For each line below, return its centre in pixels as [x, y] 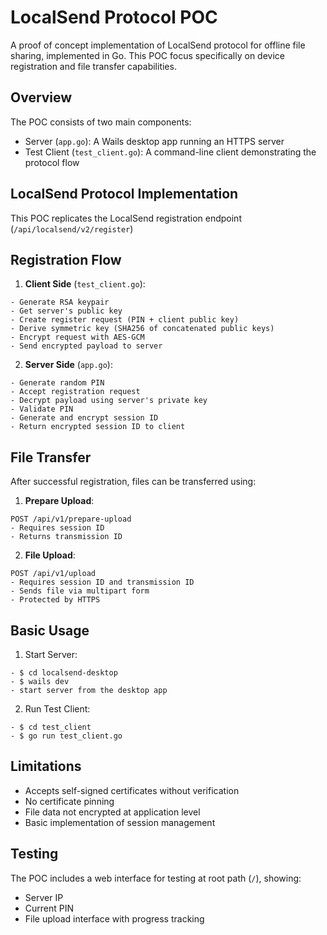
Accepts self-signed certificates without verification [132, 790]
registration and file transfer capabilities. [93, 66]
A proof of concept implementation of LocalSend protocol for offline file [158, 45]
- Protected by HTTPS [55, 600]
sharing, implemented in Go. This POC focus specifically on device [147, 55]
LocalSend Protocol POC [114, 17]
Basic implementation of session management [120, 822]
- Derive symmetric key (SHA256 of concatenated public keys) [142, 329]
